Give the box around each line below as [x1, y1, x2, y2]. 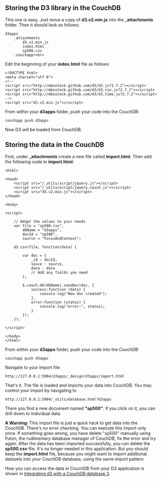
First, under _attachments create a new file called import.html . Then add [5, 153, 152, 159]
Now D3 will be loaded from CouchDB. [5, 126, 82, 133]
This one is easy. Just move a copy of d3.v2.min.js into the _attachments [5, 17, 154, 22]
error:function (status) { [31, 299, 86, 305]
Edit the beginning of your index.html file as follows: [5, 61, 110, 67]
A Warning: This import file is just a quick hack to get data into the [5, 420, 138, 426]
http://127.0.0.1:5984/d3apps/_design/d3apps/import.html [5, 374, 125, 379]
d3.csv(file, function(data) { [14, 245, 77, 249]
